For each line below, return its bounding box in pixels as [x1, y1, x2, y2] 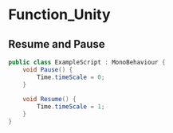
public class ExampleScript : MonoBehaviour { [8, 58, 166, 66]
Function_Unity [8, 6, 111, 24]
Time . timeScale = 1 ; [37, 103, 105, 111]
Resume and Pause [8, 37, 105, 51]
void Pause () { [22, 65, 73, 73]
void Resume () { [22, 96, 77, 104]
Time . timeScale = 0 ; [37, 73, 105, 81]
